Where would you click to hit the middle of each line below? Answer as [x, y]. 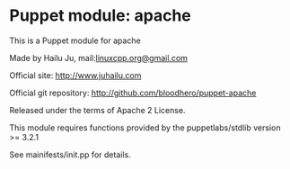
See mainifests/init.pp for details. [70, 155]
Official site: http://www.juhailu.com [75, 75]
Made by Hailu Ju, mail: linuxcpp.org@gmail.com [99, 58]
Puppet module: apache [100, 16]
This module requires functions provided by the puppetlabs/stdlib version [145, 128]
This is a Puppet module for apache [75, 40]
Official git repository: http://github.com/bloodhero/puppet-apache [133, 93]
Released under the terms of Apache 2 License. [97, 110]
